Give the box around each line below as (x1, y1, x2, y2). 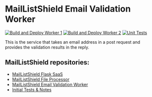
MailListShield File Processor (12, 76, 70, 82)
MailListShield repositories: (5, 58, 90, 66)
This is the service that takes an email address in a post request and (5, 39, 140, 45)
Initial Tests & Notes (12, 86, 52, 93)
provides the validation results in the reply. (5, 44, 89, 50)
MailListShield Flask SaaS (12, 71, 63, 77)
